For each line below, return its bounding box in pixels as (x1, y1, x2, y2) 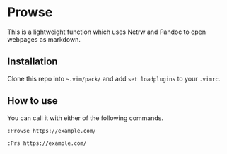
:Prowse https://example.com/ (7, 127, 97, 134)
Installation (7, 56, 58, 68)
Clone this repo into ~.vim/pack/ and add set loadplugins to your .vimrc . (7, 74, 221, 83)
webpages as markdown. (7, 35, 81, 43)
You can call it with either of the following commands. (7, 114, 164, 122)
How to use (7, 95, 58, 107)
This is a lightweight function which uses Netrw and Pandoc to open (7, 28, 206, 36)
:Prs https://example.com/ (7, 139, 87, 147)
